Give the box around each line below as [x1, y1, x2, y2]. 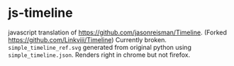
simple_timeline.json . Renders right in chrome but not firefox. [8, 51, 191, 59]
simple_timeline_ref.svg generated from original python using [8, 43, 192, 51]
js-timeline [8, 5, 73, 21]
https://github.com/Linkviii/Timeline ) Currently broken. [8, 35, 167, 44]
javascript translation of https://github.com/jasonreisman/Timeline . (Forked [8, 28, 228, 37]
